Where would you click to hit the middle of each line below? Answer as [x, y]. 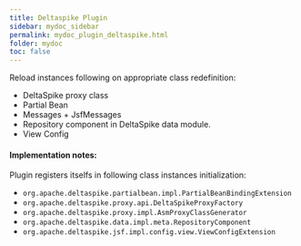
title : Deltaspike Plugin [58, 18]
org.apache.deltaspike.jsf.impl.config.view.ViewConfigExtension [149, 232]
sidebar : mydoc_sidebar [55, 26]
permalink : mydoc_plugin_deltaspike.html [89, 35]
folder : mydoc [36, 43]
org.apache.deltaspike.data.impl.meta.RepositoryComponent [137, 223]
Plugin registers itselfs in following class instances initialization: [128, 175]
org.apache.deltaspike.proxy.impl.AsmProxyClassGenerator [135, 213]
